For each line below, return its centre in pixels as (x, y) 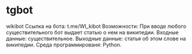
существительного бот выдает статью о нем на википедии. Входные (92, 32)
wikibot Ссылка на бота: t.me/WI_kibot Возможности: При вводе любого (96, 26)
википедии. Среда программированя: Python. (64, 45)
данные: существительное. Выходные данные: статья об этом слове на (96, 38)
